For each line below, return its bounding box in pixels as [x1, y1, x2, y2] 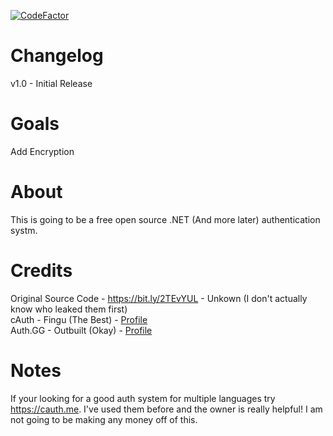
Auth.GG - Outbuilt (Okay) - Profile [10, 324, 153, 336]
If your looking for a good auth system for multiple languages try [10, 392, 276, 404]
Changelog [10, 45, 104, 67]
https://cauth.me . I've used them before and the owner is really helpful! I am [10, 403, 323, 415]
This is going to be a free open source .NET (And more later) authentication [10, 213, 321, 225]
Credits [10, 260, 73, 282]
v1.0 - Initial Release [10, 77, 93, 89]
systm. [10, 224, 38, 236]
